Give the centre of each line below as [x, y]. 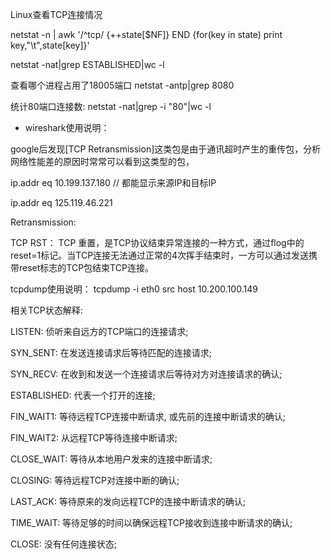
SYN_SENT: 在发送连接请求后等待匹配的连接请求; [111, 352]
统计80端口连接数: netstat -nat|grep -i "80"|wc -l [111, 106]
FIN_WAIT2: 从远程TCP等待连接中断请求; [94, 437]
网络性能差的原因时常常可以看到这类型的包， [102, 161]
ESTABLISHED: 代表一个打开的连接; [83, 395]
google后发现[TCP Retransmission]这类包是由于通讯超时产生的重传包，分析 [166, 149]
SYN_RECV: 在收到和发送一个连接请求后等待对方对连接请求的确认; [146, 374]
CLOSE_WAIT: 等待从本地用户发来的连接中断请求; [111, 459]
